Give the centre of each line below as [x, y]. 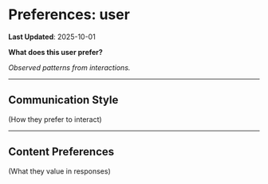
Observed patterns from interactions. [69, 67]
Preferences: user [69, 15]
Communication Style [63, 100]
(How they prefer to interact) [55, 119]
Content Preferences [61, 152]
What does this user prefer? [56, 52]
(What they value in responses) [60, 171]
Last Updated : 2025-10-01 [52, 37]
